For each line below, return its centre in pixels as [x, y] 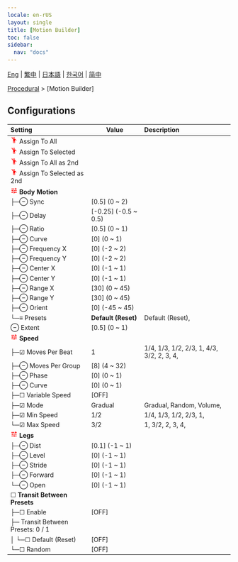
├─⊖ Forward [32, 475]
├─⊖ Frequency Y [39, 258]
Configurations [41, 111]
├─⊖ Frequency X [39, 248]
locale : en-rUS [30, 15]
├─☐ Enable [28, 512]
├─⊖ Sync [27, 202]
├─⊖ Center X [33, 268]
